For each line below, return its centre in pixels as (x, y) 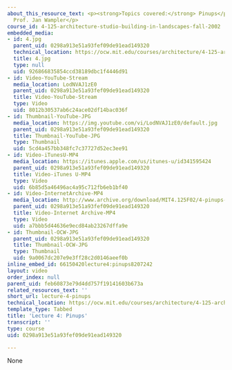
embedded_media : (30, 33)
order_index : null (33, 277)
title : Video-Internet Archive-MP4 (65, 213)
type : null (29, 65)
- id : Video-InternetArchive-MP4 (55, 194)
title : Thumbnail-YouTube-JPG (57, 136)
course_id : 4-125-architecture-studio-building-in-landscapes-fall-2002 (114, 26)
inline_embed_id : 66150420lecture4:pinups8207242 (80, 264)
